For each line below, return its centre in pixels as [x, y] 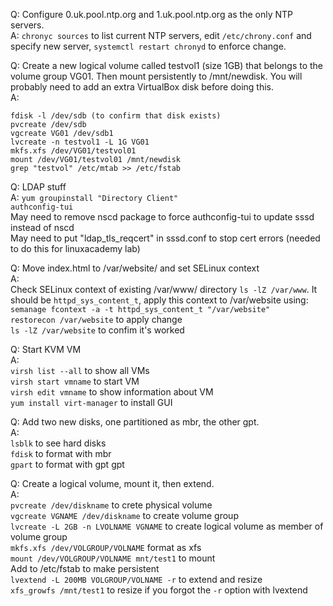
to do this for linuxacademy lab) [75, 248]
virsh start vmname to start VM [75, 381]
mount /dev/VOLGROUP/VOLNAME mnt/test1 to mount [113, 558]
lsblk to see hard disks [58, 443]
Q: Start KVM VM [46, 349]
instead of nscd [42, 227]
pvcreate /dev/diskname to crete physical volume [111, 505]
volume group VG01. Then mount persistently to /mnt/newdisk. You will [156, 76]
